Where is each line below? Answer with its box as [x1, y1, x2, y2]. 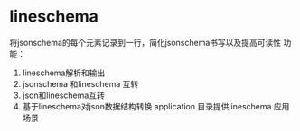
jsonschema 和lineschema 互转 [22, 78, 139, 89]
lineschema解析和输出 [22, 67, 106, 78]
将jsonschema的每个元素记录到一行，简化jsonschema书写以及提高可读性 [9, 37, 282, 48]
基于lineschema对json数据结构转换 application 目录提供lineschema [22, 100, 272, 111]
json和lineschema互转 [22, 90, 106, 100]
